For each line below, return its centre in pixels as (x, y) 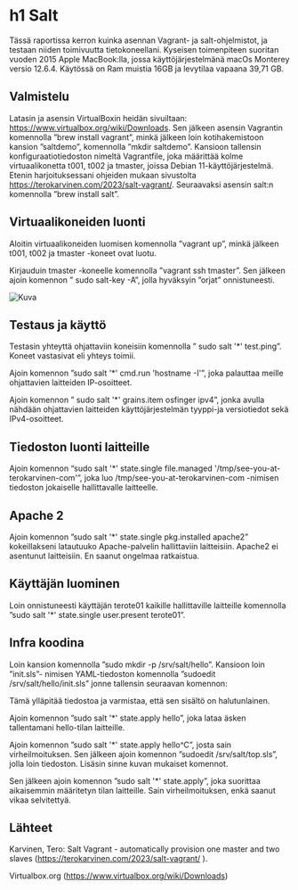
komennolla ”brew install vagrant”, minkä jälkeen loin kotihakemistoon (137, 137)
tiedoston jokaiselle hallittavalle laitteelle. (84, 488)
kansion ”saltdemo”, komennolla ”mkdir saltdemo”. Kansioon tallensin (135, 146)
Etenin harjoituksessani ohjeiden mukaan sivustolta (103, 175)
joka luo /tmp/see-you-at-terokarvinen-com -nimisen (181, 478)
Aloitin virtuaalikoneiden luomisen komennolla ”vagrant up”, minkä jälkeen (144, 243)
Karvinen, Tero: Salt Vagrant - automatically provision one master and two (145, 849)
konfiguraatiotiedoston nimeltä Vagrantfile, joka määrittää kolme (126, 156)
